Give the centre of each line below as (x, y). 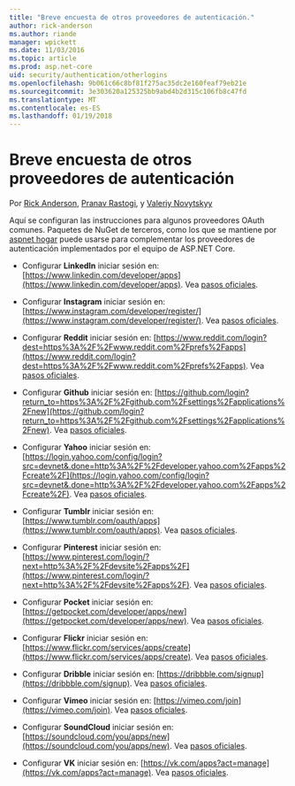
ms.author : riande (43, 34)
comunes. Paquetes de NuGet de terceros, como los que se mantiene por (143, 230)
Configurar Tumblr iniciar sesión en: (88, 512)
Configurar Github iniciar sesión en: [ (90, 393)
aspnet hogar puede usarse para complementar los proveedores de (132, 239)
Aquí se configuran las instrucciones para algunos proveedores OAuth (137, 220)
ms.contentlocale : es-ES (55, 108)
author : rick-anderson (51, 26)
